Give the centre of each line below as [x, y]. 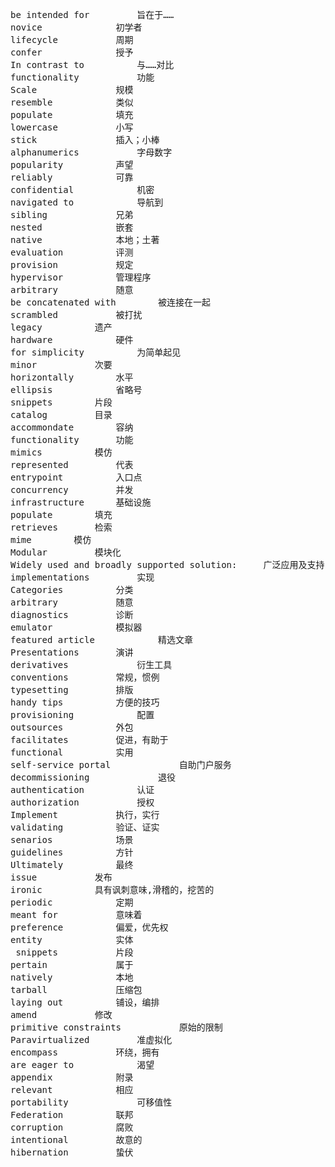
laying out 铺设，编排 [85, 1002]
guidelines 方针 [72, 852]
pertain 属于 [72, 964]
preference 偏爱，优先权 [89, 927]
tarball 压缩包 [76, 989]
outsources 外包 [72, 727]
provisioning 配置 [82, 714]
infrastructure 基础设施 [81, 502]
